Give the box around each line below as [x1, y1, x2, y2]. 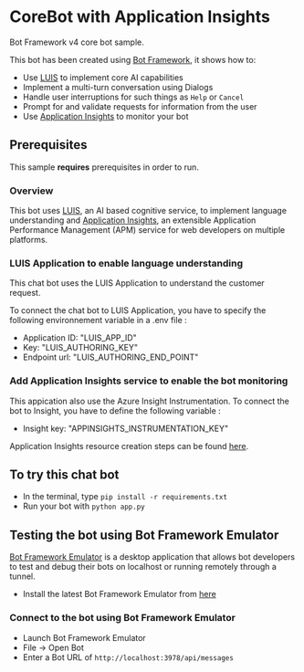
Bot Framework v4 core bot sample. [9, 37, 144, 47]
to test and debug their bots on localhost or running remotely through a [9, 562, 277, 572]
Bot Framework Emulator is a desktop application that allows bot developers [9, 551, 295, 562]
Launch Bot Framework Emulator [22, 632, 146, 643]
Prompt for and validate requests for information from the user [22, 100, 257, 111]
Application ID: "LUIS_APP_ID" [22, 332, 137, 343]
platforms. [9, 235, 48, 246]
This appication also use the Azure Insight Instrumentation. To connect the [9, 395, 289, 406]
